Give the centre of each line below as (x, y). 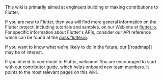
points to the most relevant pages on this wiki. (52, 72)
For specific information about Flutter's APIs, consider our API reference (78, 32)
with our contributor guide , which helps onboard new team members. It (77, 67)
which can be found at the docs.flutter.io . (47, 37)
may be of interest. (24, 52)
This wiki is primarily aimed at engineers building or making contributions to (82, 7)
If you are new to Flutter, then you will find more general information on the (81, 22)
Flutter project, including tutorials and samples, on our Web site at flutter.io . (81, 27)
